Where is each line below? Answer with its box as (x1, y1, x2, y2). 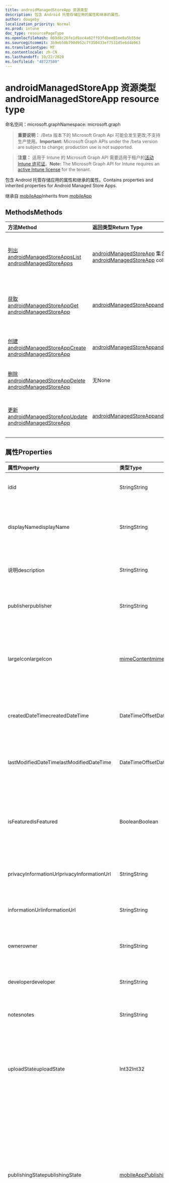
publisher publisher (8, 602, 52, 609)
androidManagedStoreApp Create (8, 344, 87, 351)
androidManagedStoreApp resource (5, 93, 159, 105)
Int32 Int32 (119, 1065, 145, 1072)
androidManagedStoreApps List (8, 253, 81, 260)
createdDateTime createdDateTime (8, 712, 89, 719)
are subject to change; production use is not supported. (17, 144, 133, 150)
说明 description (8, 566, 45, 573)
